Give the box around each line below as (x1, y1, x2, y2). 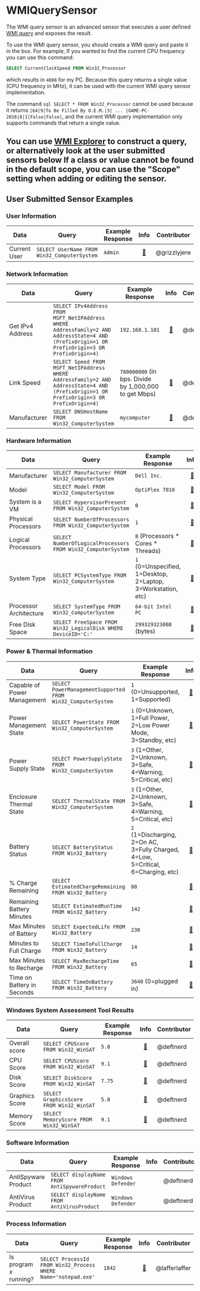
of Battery (9, 929, 37, 937)
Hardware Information (6, 437, 71, 445)
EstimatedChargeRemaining (52, 883, 126, 890)
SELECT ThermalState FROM (52, 798, 126, 804)
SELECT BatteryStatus (52, 843, 113, 851)
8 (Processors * (135, 532, 180, 540)
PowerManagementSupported (52, 686, 126, 693)
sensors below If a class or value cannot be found (6, 155, 194, 165)
